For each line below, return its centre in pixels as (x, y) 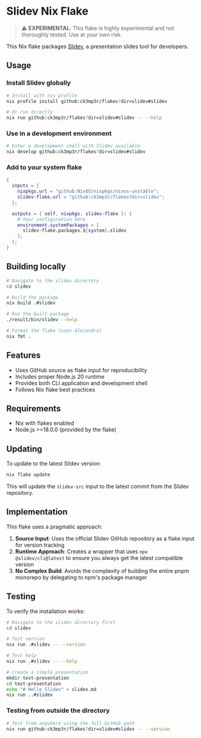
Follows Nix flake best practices (55, 389)
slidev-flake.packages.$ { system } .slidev (74, 231)
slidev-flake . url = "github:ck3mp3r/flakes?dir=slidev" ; (91, 197)
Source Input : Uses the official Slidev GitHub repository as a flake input (105, 538)
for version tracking (40, 545)
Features (23, 356)
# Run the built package (38, 314)
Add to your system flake (44, 168)
